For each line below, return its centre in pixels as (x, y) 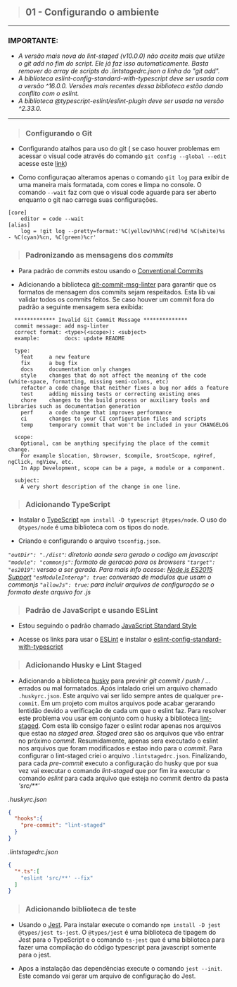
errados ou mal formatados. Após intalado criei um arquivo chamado (117, 688)
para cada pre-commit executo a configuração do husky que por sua (118, 763)
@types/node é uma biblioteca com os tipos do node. (94, 527)
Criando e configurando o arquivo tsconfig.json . (89, 541)
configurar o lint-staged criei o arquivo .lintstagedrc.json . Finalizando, (122, 755)
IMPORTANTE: (33, 40)
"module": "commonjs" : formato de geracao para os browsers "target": (112, 562)
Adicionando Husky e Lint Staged (83, 665)
